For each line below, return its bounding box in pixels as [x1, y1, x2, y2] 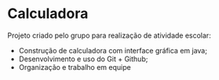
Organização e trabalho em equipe [18, 62, 131, 71]
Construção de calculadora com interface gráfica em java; [18, 45, 207, 55]
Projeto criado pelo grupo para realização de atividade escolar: [7, 31, 211, 40]
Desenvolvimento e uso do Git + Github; [18, 54, 148, 64]
